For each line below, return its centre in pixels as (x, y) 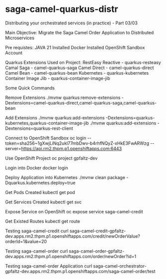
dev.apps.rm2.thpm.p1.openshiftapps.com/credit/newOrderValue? (73, 236)
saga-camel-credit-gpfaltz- (98, 231)
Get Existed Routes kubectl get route (43, 221)
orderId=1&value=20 (26, 241)
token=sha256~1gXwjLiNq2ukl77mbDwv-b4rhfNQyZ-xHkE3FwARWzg (77, 143)
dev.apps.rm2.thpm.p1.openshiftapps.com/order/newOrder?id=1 (71, 256)
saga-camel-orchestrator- (120, 266)
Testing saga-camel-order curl (37, 251)
